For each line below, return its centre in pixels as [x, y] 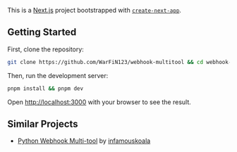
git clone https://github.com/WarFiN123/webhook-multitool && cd [105, 62]
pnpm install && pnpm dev [45, 88]
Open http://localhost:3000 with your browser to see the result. [99, 102]
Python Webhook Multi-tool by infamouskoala [84, 141]
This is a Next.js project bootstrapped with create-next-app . [95, 10]
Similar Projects [43, 123]
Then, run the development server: [58, 75]
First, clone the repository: [46, 49]
